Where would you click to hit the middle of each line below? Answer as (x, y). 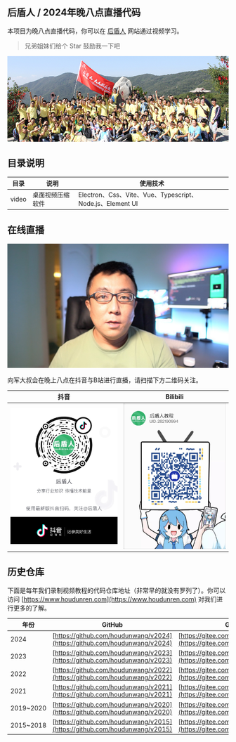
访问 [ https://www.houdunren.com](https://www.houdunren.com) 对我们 (112, 599)
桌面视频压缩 (51, 195)
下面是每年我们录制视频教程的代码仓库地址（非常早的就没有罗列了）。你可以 (117, 590)
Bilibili (175, 396)
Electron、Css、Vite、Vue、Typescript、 (138, 195)
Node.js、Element (104, 204)
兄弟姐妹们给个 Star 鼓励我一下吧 (72, 46)
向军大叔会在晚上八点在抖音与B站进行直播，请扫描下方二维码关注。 (105, 380)
